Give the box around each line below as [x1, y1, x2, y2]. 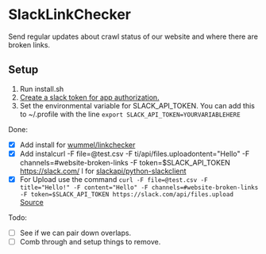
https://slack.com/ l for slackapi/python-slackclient [19, 166, 187, 176]
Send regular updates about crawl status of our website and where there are [8, 32, 258, 41]
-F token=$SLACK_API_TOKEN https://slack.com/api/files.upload [19, 190, 234, 199]
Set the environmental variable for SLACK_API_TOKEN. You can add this [19, 100, 256, 110]
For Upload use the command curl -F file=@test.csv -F [19, 174, 208, 184]
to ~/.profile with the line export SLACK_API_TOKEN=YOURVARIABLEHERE [19, 109, 241, 119]
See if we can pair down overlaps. [19, 228, 132, 237]
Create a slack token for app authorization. [19, 93, 160, 102]
